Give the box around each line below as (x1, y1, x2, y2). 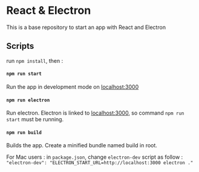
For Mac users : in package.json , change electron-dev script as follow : (6, 153, 183, 161)
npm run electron (6, 97, 50, 103)
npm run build (6, 129, 42, 136)
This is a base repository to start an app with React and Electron (6, 24, 166, 31)
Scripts (6, 41, 34, 51)
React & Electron (6, 4, 91, 18)
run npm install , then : (6, 57, 64, 64)
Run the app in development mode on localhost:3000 (6, 83, 139, 91)
